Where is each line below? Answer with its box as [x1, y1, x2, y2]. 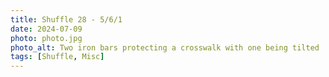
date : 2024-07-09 [10, 24, 83, 34]
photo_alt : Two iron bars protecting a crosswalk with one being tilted [10, 42, 320, 53]
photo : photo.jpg [10, 33, 83, 43]
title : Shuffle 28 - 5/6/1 [10, 14, 123, 25]
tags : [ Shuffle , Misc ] [10, 52, 105, 62]
